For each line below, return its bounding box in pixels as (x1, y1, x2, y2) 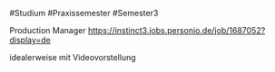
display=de (9, 35, 52, 45)
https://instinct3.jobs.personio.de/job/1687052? (87, 25, 266, 35)
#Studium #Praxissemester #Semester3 (9, 8, 159, 18)
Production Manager (9, 25, 86, 35)
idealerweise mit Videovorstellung (9, 52, 136, 62)
